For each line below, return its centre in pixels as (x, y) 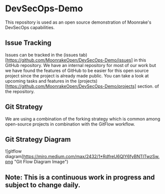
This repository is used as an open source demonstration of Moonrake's (78, 22)
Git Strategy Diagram (38, 139)
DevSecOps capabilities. (30, 27)
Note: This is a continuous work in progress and (80, 177)
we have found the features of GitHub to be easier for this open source (77, 70)
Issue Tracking (28, 43)
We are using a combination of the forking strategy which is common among (83, 119)
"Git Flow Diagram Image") (41, 162)
